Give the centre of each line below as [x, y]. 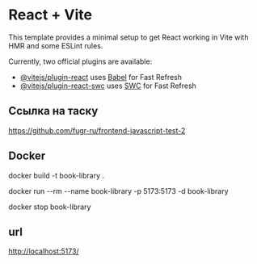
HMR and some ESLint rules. [56, 45]
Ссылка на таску [53, 111]
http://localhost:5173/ [44, 251]
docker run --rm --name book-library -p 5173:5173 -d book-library [118, 191]
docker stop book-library [50, 207]
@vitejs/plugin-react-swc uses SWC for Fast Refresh [108, 86]
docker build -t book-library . [57, 175]
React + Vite [51, 15]
